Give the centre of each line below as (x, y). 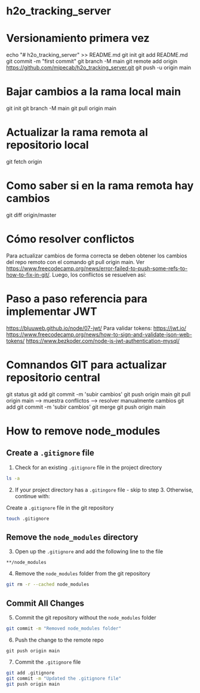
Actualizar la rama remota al (77, 132)
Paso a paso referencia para (77, 299)
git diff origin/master (31, 215)
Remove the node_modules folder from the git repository (82, 574)
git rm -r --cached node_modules (48, 585)
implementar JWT (52, 312)
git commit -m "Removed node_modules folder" (64, 628)
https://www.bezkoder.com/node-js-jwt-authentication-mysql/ (103, 341)
